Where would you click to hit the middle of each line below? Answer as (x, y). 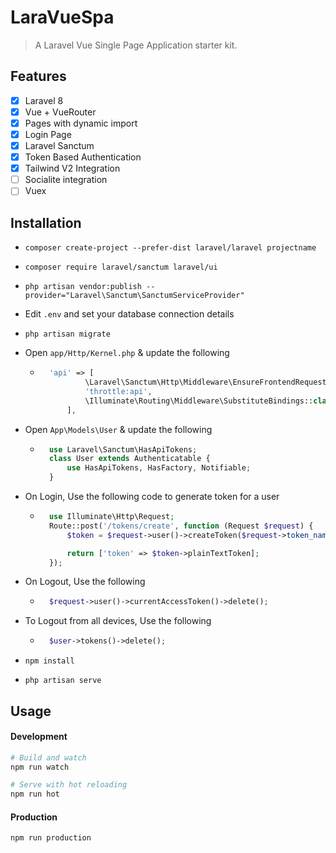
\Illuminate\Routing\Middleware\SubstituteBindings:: (199, 401)
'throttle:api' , (118, 391)
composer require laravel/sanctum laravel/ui (121, 267)
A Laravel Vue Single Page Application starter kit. (136, 45)
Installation (46, 222)
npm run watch (40, 767)
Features (38, 76)
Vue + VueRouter (60, 112)
